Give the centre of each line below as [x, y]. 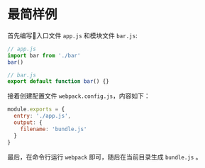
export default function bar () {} [59, 82]
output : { [28, 123]
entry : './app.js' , [43, 116]
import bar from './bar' [44, 55]
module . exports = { [36, 110]
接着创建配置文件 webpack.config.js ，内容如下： [79, 96]
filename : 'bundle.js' [54, 129]
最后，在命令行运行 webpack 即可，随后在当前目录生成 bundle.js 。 [105, 157]
